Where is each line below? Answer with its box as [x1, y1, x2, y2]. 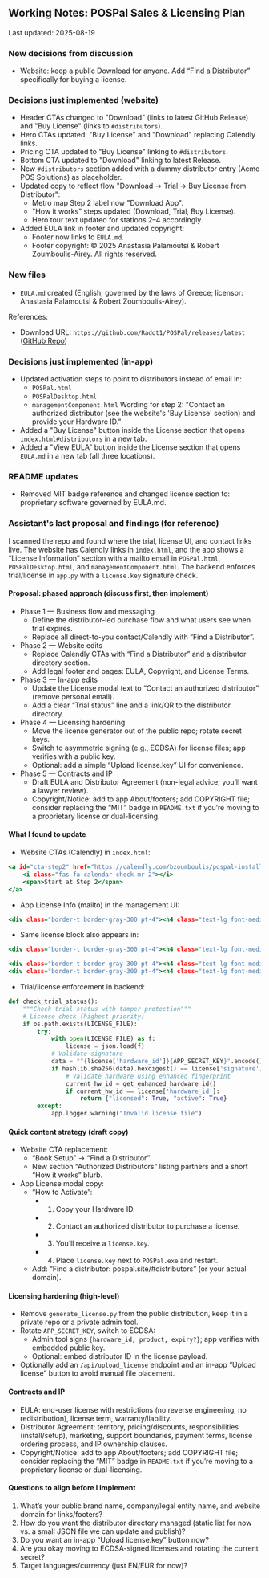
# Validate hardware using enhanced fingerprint [65, 1072, 231, 1080]
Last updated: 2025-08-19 [8, 27, 96, 37]
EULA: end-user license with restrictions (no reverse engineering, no [19, 1405, 247, 1414]
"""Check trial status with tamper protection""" [22, 1005, 192, 1013]
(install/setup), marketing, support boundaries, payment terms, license [19, 1430, 253, 1440]
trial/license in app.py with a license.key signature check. [8, 570, 199, 580]
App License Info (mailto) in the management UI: [19, 899, 180, 910]
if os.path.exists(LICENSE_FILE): [22, 1020, 138, 1028]
